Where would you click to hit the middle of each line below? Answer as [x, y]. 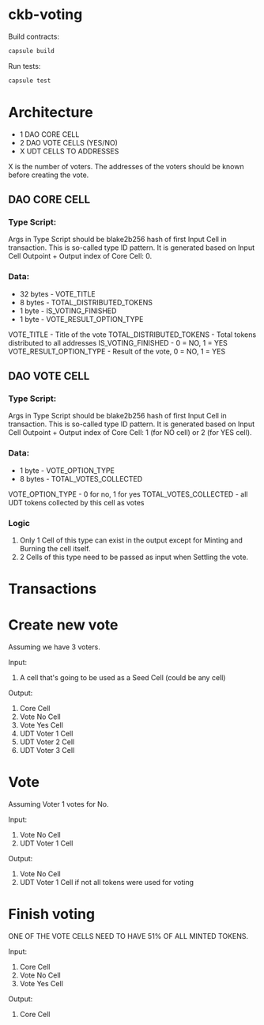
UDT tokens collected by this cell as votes [76, 502]
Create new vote [63, 625]
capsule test [30, 81]
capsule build [32, 51]
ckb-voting [45, 15]
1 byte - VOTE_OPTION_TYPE [67, 470]
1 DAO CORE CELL [49, 134]
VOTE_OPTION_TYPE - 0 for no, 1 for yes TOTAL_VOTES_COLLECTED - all [128, 494]
